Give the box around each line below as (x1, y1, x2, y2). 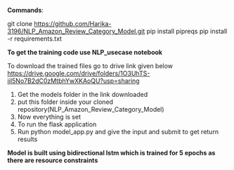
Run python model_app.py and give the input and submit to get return (17, 128, 219, 136)
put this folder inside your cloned (17, 98, 114, 106)
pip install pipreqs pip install (146, 27, 228, 35)
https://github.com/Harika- (34, 20, 112, 27)
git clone (7, 20, 33, 27)
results (17, 135, 38, 143)
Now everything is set (17, 112, 81, 121)
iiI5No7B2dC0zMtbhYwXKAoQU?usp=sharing (7, 77, 140, 85)
